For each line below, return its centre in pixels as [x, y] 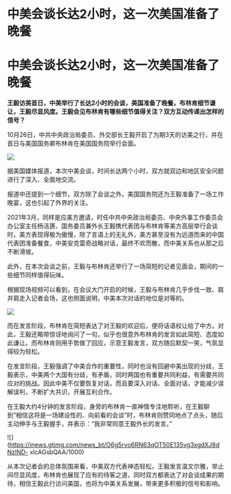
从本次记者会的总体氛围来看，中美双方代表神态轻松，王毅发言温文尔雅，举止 [115, 466]
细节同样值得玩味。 [40, 275]
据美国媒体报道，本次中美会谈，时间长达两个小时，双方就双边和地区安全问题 [115, 171]
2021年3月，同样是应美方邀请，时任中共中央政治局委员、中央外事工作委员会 [115, 217]
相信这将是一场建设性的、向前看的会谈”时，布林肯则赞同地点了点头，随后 [120, 415]
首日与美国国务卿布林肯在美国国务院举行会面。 [73, 143]
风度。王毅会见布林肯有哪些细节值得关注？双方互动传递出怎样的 [133, 111]
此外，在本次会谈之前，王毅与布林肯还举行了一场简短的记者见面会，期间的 [112, 266]
